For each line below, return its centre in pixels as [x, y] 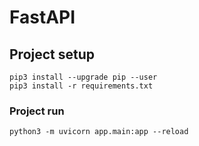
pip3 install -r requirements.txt [81, 86]
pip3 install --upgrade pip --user [83, 77]
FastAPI [42, 17]
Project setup [52, 54]
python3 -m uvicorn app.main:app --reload [99, 132]
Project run [37, 111]
